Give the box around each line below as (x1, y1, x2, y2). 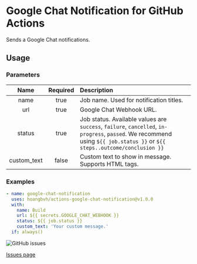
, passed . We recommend (103, 129, 172, 138)
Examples (6, 178, 35, 186)
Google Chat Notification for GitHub (6, 4, 184, 18)
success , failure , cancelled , (80, 122, 157, 131)
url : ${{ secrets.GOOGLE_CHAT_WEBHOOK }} (16, 213, 119, 219)
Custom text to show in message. (80, 152, 172, 161)
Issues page (6, 251, 36, 258)
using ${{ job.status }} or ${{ (80, 137, 166, 145)
